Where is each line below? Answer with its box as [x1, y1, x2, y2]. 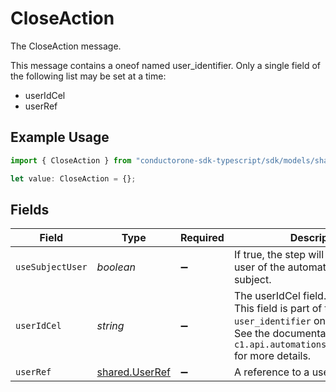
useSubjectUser [15, 262, 88, 273]
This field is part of [233, 302, 323, 316]
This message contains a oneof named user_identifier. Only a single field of [10, 59, 321, 71]
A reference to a [233, 365, 310, 379]
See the [233, 327, 271, 341]
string [96, 319, 125, 333]
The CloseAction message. [10, 40, 122, 52]
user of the [233, 260, 286, 274]
